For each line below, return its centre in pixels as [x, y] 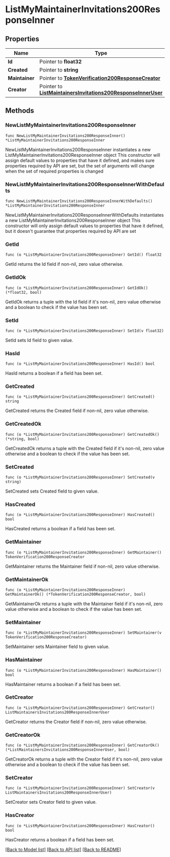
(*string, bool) [22, 439]
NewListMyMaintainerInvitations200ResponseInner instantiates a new [78, 149]
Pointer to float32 [61, 62]
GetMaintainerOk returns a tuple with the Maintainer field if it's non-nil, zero [84, 604]
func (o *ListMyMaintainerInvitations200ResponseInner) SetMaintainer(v [83, 633]
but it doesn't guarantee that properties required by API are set [71, 231]
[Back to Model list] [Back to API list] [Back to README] [63, 849]
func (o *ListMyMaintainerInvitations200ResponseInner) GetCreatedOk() [82, 434]
